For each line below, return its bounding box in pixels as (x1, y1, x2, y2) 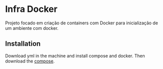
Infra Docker (5, 3, 58, 15)
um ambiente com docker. (5, 25, 59, 31)
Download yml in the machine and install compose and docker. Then (5, 53, 145, 59)
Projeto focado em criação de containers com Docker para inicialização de (5, 20, 158, 26)
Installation (5, 40, 41, 48)
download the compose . (5, 58, 55, 64)
